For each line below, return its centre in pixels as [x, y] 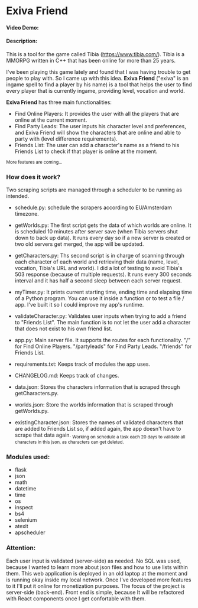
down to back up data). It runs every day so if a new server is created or [103, 238]
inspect [24, 508]
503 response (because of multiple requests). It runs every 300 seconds [103, 274]
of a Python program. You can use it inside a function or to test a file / [99, 298]
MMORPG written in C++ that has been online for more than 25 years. [91, 60]
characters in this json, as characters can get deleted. [69, 442]
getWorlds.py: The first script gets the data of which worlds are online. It [103, 225]
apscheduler [30, 532]
